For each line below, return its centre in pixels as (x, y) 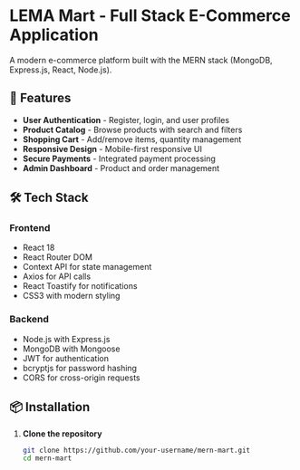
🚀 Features (40, 98)
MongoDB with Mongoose (71, 349)
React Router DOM (58, 257)
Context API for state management (87, 267)
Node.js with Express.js (66, 339)
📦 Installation (50, 407)
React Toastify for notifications (80, 286)
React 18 (39, 248)
